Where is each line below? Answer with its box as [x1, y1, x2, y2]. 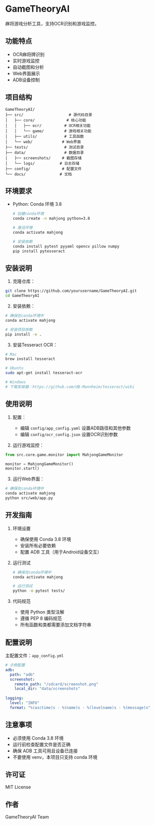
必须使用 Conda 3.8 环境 [12, 735, 64, 741]
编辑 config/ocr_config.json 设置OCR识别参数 [20, 431, 118, 437]
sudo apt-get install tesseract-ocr [5, 371, 83, 376]
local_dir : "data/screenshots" [14, 686, 81, 691]
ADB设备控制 [12, 77, 40, 83]
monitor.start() [5, 466, 40, 471]
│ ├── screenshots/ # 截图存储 [5, 156, 82, 161]
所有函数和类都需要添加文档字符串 [20, 622, 92, 628]
